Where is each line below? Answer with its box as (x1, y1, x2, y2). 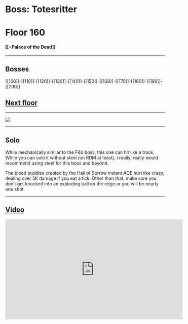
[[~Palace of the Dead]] (5, 44, 56, 50)
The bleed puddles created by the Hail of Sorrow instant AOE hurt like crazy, (5, 170, 165, 176)
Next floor (5, 98, 38, 107)
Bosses (5, 64, 29, 73)
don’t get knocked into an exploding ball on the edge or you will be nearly (5, 181, 159, 187)
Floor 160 (5, 27, 46, 39)
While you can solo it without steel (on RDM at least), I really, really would (5, 155, 159, 161)
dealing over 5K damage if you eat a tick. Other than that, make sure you (5, 175, 157, 181)
